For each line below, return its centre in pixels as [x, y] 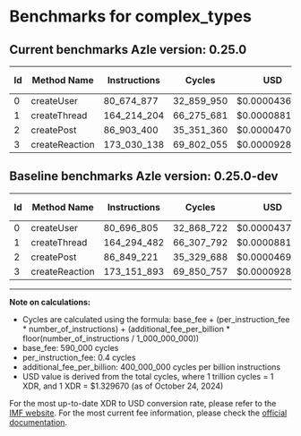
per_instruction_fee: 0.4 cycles [79, 357]
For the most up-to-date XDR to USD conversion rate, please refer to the [143, 403]
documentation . [39, 422]
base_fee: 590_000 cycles [70, 347]
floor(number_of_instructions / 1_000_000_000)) [111, 338]
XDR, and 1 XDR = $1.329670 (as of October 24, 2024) [123, 386]
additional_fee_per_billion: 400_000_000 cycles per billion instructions [151, 367]
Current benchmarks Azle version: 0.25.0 [128, 50]
